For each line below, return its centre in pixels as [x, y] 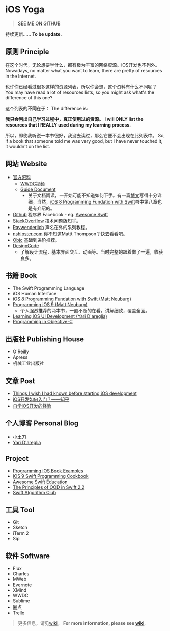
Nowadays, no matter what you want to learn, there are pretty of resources [84, 70]
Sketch [20, 528]
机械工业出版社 [28, 363]
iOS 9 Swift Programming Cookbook [51, 476]
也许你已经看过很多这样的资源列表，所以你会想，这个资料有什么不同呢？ [81, 86]
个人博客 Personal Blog [42, 424]
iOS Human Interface [35, 294]
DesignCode [26, 245]
